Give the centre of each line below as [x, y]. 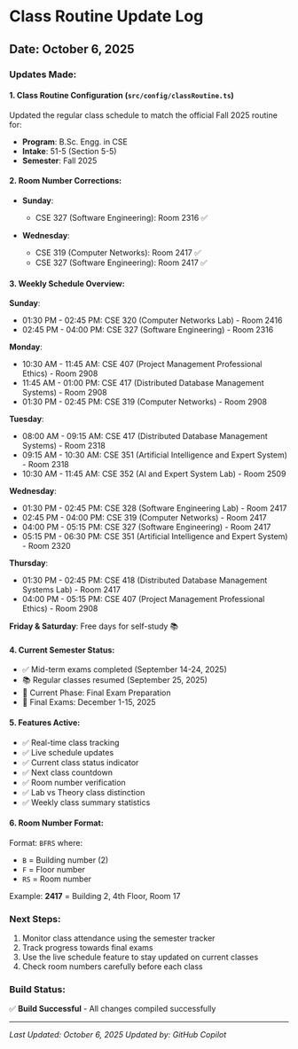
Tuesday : [27, 419]
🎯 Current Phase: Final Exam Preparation [96, 693]
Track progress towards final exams [87, 948]
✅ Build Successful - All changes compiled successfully [113, 1009]
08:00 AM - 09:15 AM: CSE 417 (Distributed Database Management [145, 436]
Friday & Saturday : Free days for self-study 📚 [94, 626]
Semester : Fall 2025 [59, 160]
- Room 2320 [46, 546]
